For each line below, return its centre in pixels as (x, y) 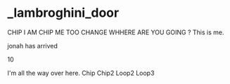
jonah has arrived (33, 45)
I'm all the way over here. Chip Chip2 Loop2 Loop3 (81, 73)
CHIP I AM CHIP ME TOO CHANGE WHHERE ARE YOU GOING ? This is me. (116, 32)
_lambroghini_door (63, 13)
